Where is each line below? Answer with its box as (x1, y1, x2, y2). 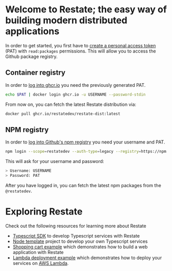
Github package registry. (5, 53, 58, 60)
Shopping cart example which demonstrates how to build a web (12, 243, 148, 250)
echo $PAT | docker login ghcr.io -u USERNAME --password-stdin (5, 92, 146, 97)
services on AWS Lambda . (12, 260, 69, 266)
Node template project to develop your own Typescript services (12, 238, 148, 244)
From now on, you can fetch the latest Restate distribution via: (5, 101, 137, 107)
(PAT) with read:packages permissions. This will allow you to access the (5, 48, 156, 54)
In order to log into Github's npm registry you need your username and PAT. (5, 139, 165, 145)
